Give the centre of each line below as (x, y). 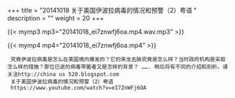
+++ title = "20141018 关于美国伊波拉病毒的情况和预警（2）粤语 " (102, 10)
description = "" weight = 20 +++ (56, 18)
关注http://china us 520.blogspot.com (63, 74)
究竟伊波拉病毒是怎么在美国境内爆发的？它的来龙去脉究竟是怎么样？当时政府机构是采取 (118, 59)
